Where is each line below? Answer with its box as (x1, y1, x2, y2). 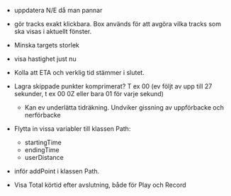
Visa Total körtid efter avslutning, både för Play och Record (13, 180, 186, 189)
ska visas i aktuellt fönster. (13, 28, 92, 35)
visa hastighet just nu (13, 54, 77, 63)
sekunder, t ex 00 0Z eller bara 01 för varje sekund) (13, 90, 164, 98)
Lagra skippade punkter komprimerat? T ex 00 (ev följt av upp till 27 (13, 82, 213, 91)
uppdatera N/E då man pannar (13, 6, 103, 14)
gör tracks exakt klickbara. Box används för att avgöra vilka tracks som (13, 20, 222, 28)
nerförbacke (24, 111, 62, 119)
